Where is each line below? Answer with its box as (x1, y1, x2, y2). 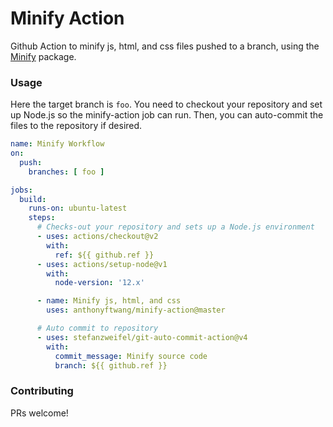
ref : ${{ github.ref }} (54, 250, 155, 260)
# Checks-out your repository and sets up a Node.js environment (36, 222, 315, 232)
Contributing (10, 384, 74, 398)
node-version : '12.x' (54, 278, 145, 288)
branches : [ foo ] (28, 167, 105, 177)
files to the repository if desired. (10, 120, 143, 132)
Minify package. (10, 50, 77, 62)
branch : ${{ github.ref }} (54, 360, 168, 371)
